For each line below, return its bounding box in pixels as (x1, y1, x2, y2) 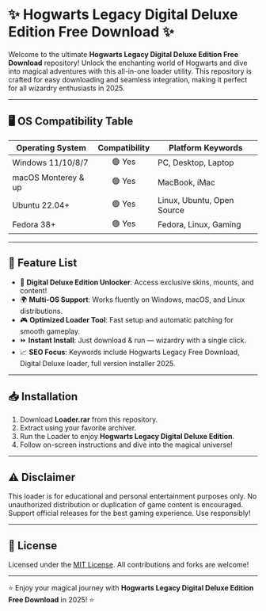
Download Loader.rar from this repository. (19, 414, 158, 425)
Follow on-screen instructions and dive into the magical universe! (19, 440, 234, 449)
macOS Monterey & (12, 172, 85, 183)
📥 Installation (8, 390, 78, 403)
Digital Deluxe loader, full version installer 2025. (19, 358, 176, 368)
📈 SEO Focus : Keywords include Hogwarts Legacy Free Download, (19, 347, 240, 357)
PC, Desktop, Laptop (157, 157, 234, 168)
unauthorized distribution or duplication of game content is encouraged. (8, 500, 244, 510)
